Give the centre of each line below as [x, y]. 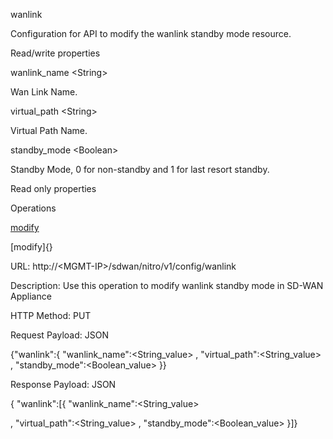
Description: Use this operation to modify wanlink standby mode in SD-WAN [167, 285]
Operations [33, 208]
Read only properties [53, 188]
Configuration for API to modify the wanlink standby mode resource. [151, 33]
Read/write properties [55, 53]
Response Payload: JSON [63, 384]
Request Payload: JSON [59, 335]
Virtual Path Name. [49, 130]
